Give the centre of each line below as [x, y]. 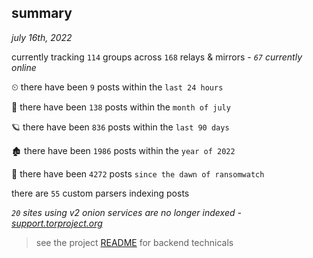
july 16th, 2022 [42, 37]
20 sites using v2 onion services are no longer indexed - [126, 212]
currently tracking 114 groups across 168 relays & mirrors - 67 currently [157, 57]
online [24, 67]
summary [42, 13]
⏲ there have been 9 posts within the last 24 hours [117, 87]
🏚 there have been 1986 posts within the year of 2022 [123, 150]
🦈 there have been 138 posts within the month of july [121, 107]
